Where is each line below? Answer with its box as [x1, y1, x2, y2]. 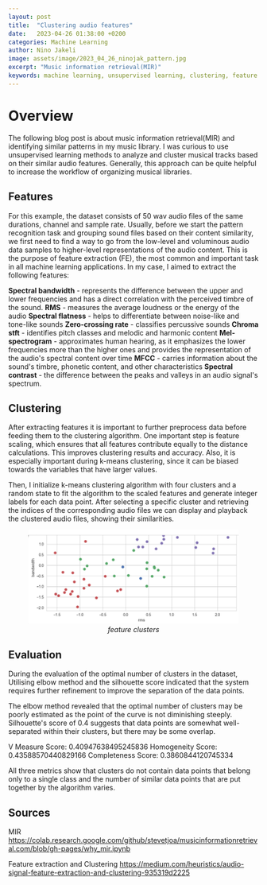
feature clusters [107, 625, 160, 635]
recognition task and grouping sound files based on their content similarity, [8, 227, 254, 238]
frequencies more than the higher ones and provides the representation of [8, 344, 252, 354]
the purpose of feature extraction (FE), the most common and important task [8, 253, 259, 262]
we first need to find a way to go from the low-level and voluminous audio [8, 236, 250, 246]
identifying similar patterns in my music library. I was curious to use [8, 142, 229, 151]
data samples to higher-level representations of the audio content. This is [8, 245, 248, 254]
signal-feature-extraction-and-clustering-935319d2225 [8, 868, 191, 878]
